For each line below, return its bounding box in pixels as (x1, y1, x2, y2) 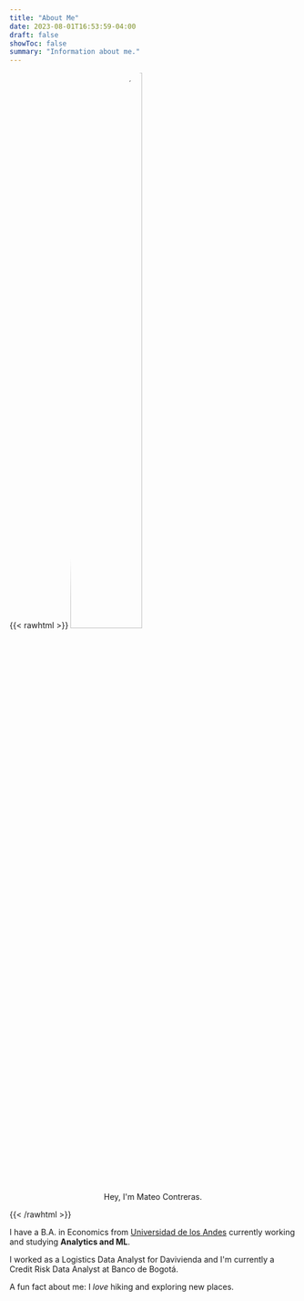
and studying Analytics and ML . (9, 1236, 130, 1247)
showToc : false (9, 38, 67, 48)
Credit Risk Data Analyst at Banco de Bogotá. (9, 1264, 179, 1275)
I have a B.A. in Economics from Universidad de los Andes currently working (9, 1227, 296, 1238)
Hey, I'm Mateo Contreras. (103, 1192, 203, 1203)
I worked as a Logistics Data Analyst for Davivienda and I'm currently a (9, 1255, 275, 1265)
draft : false (9, 30, 59, 39)
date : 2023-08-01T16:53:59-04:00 (9, 22, 137, 31)
